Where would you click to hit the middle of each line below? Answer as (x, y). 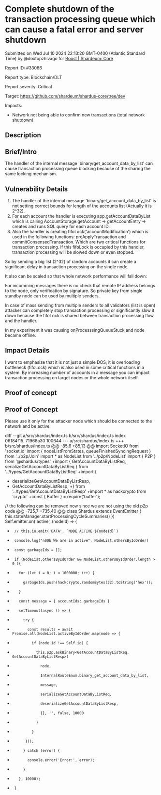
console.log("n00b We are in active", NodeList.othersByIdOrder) (81, 540)
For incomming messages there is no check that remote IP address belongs (80, 285)
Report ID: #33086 (24, 68)
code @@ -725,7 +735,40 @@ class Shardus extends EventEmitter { (73, 511)
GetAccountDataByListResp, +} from (48, 486)
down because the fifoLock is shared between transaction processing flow (79, 315)
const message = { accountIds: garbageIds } (64, 601)
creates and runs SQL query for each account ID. (61, 226)
